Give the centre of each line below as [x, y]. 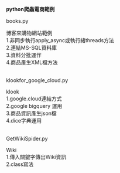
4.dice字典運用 [24, 121]
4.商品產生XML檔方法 [32, 62]
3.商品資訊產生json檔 [31, 113]
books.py [17, 21]
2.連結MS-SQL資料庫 [32, 48]
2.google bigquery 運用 [34, 106]
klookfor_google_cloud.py [37, 80]
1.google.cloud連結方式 [34, 99]
